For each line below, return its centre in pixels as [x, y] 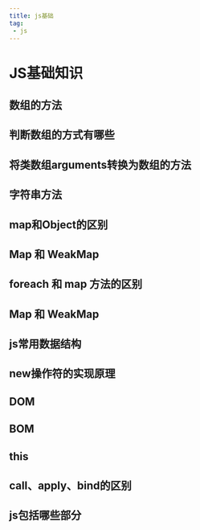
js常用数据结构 [45, 344]
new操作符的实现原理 [62, 374]
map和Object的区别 [59, 225]
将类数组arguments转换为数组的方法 [100, 164]
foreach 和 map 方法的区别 [76, 284]
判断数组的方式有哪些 [62, 135]
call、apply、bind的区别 [70, 486]
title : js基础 [32, 16]
